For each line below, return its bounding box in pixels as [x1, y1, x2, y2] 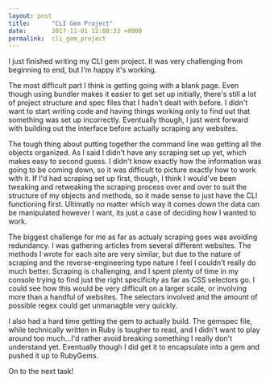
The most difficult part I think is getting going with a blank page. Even [8, 81, 239, 90]
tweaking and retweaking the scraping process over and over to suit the [8, 183, 247, 192]
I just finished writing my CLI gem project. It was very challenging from [8, 57, 243, 66]
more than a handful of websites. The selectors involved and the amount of [8, 292, 258, 302]
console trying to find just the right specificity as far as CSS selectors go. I [8, 275, 255, 285]
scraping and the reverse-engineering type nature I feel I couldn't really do [8, 258, 256, 267]
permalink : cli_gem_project [8, 34, 106, 43]
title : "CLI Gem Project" [8, 19, 114, 27]
